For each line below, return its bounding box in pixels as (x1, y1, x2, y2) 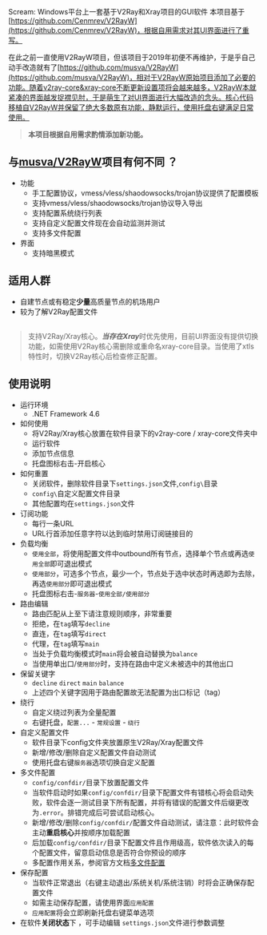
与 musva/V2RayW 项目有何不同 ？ (8, 155, 178, 169)
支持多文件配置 (31, 228, 82, 238)
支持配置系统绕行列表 (31, 208, 102, 218)
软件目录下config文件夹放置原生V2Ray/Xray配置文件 (31, 737, 204, 747)
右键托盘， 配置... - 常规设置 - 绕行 (31, 717, 140, 727)
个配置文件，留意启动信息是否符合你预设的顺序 (31, 848, 186, 857)
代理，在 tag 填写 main (31, 639, 100, 648)
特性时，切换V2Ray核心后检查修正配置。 (27, 352, 162, 361)
